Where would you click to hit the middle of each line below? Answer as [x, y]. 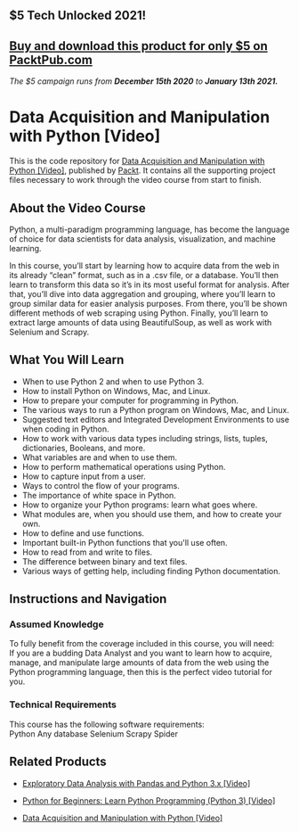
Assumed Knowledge [57, 624]
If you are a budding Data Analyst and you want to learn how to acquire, [141, 653]
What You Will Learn [67, 360]
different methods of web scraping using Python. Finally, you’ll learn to [139, 313]
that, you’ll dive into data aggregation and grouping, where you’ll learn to [142, 293]
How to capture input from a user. [84, 476]
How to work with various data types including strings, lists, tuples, [145, 438]
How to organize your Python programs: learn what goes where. [140, 505]
